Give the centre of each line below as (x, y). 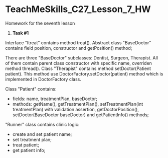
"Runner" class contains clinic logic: (42, 124)
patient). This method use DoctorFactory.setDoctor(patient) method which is (84, 73)
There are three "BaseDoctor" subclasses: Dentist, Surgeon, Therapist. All (81, 58)
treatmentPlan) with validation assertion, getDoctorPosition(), (76, 109)
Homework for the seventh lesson (40, 23)
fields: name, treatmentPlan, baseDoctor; (55, 99)
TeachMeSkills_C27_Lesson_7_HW (78, 9)
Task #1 (21, 33)
